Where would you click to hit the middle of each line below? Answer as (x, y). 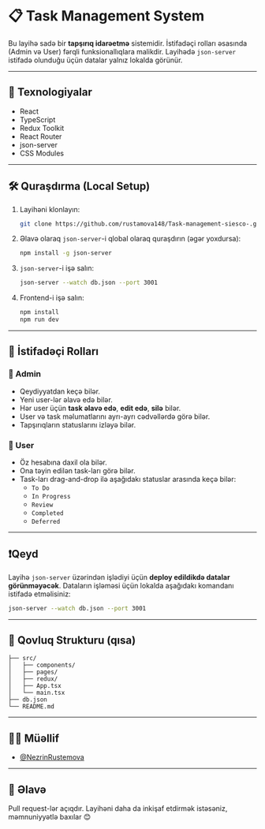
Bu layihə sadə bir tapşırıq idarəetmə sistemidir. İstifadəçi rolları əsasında (128, 43)
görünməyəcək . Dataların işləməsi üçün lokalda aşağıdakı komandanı (121, 585)
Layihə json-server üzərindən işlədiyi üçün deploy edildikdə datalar (119, 577)
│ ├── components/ (42, 665)
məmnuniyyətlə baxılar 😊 (50, 817)
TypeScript (37, 119)
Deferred (46, 521)
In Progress (51, 496)
